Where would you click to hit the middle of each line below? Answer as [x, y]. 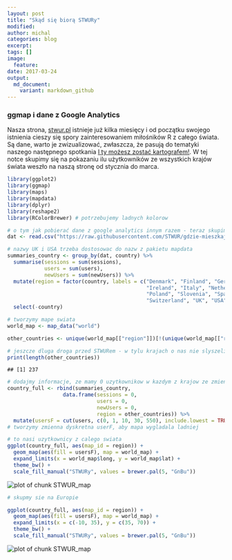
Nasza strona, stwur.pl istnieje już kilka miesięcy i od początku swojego [109, 130]
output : [18, 78]
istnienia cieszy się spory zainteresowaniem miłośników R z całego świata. [113, 137]
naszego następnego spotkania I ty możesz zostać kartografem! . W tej [107, 152]
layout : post [26, 13]
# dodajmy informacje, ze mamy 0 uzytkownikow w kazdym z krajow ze [108, 382]
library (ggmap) [29, 186]
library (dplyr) [29, 205]
